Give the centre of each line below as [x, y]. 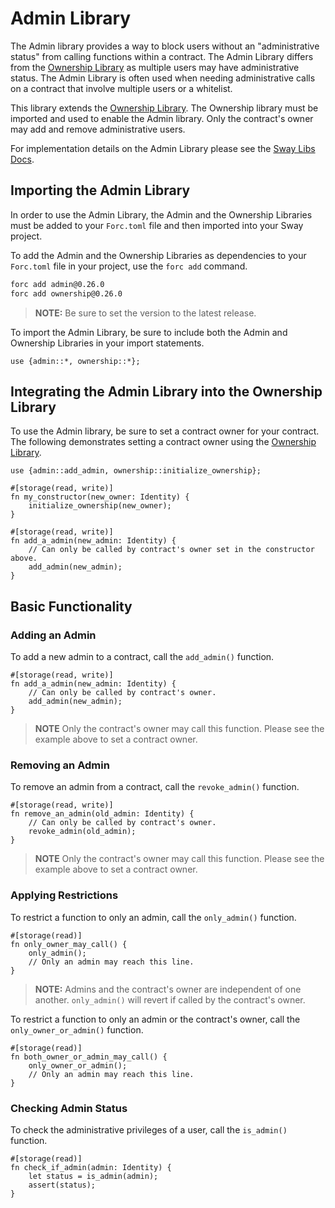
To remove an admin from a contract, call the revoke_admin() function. [155, 787]
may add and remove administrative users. [98, 129]
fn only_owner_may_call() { [69, 944]
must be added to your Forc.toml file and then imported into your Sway [157, 225]
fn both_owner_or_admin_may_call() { [89, 1057]
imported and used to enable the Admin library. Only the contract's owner [162, 118]
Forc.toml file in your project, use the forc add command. [129, 266]
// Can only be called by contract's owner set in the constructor [171, 550]
